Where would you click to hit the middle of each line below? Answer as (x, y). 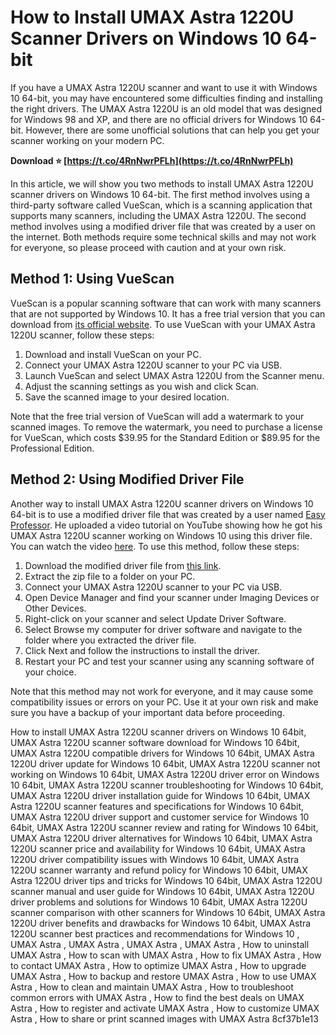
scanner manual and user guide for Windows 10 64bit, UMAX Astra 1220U (162, 891)
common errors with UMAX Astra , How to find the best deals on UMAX (157, 997)
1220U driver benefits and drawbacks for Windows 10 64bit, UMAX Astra (161, 923)
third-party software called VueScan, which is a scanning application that (161, 205)
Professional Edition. (52, 448)
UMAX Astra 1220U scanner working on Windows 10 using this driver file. (161, 535)
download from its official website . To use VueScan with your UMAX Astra (163, 324)
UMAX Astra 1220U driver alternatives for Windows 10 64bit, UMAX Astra (161, 838)
